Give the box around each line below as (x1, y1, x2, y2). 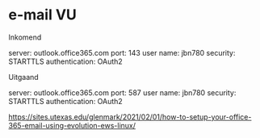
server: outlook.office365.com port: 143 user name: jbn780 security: (8, 48, 236, 57)
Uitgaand (8, 72, 39, 82)
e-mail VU (8, 6, 77, 24)
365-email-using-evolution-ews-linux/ (8, 120, 136, 130)
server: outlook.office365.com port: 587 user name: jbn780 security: (8, 87, 237, 98)
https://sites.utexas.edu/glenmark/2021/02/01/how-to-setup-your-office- (8, 111, 252, 122)
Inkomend (8, 32, 42, 42)
